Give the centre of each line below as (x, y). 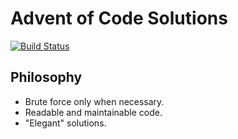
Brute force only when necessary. (94, 101)
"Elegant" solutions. (65, 123)
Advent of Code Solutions (119, 18)
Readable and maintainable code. (93, 112)
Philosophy (46, 77)
